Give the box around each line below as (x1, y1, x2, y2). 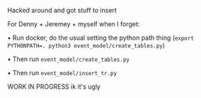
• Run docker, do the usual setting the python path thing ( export (7, 33, 195, 42)
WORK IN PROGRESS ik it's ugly (7, 82, 101, 91)
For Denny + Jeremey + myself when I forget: (7, 20, 140, 28)
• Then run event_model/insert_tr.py (7, 69, 117, 77)
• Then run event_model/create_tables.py (7, 55, 130, 63)
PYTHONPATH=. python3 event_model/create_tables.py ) (7, 41, 165, 49)
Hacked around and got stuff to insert (7, 6, 117, 14)
